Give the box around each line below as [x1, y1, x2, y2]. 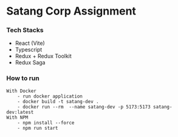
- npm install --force [17, 119, 75, 125]
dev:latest [6, 109, 34, 115]
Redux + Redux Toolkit [15, 53, 72, 60]
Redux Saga [15, 59, 46, 66]
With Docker [6, 88, 36, 94]
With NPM [6, 114, 29, 121]
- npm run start [17, 125, 59, 131]
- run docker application [17, 93, 83, 99]
